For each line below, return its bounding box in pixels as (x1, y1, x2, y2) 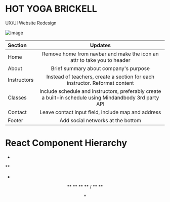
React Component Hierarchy (5, 138, 127, 149)
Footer (8, 117, 24, 124)
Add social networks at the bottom (59, 117, 142, 124)
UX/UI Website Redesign (5, 20, 57, 26)
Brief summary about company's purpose (51, 64, 150, 72)
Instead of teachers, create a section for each (46, 73, 155, 80)
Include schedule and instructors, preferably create (39, 87, 161, 94)
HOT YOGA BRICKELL (5, 3, 97, 15)
